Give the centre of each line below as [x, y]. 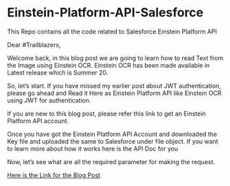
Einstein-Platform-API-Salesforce [105, 13]
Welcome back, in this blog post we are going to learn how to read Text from [115, 58]
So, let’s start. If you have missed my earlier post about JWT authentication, [114, 85]
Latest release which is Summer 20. [58, 72]
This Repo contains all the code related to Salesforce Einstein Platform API [112, 31]
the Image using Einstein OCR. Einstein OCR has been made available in [108, 65]
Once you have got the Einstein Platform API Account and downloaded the [112, 134]
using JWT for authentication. [49, 100]
